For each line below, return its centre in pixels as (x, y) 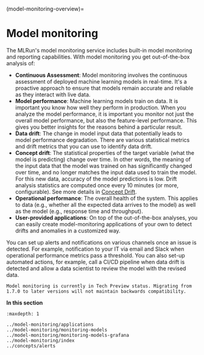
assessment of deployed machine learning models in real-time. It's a (101, 81)
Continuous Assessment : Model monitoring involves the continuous (101, 75)
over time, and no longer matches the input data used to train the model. (106, 172)
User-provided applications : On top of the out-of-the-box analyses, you (106, 217)
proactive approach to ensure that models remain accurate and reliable (104, 88)
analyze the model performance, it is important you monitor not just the (104, 114)
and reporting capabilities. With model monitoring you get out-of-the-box (98, 57)
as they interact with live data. (53, 95)
